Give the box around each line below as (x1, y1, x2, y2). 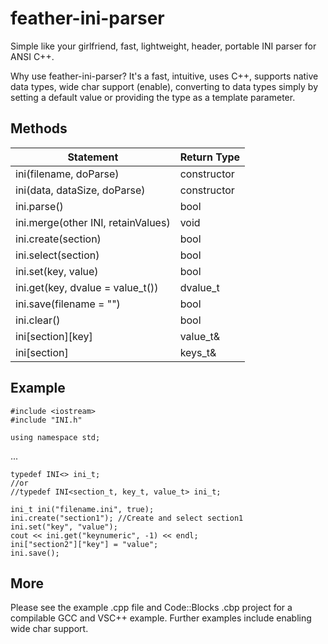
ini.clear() (15, 313, 61, 327)
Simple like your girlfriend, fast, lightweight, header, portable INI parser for (10, 40, 317, 52)
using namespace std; (10, 432, 101, 442)
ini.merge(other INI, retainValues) (15, 215, 171, 229)
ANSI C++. (10, 50, 55, 62)
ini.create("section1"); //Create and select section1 (10, 513, 244, 523)
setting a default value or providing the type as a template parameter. (10, 91, 296, 103)
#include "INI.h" (10, 415, 83, 425)
